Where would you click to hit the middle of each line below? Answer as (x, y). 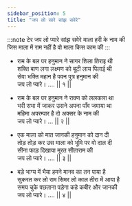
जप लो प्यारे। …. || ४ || (44, 195)
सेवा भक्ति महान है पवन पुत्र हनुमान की (57, 76)
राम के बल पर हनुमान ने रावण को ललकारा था (65, 98)
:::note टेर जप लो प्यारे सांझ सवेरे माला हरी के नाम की (66, 39)
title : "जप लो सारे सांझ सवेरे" (44, 20)
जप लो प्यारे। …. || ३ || (44, 158)
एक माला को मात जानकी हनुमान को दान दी (63, 135)
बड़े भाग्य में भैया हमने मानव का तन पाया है (61, 172)
